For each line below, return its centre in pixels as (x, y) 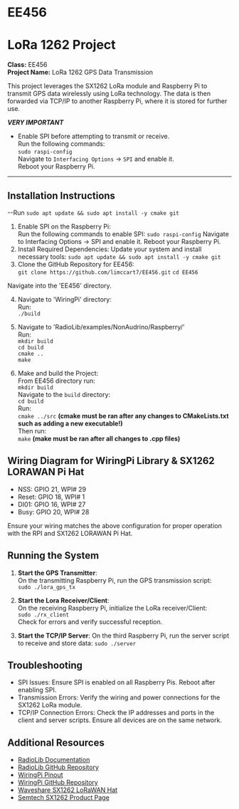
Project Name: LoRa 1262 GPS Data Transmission (80, 73)
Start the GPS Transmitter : (57, 573)
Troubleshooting (45, 665)
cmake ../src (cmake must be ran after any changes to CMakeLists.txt (123, 416)
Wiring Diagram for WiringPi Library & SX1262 (111, 461)
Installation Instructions (62, 195)
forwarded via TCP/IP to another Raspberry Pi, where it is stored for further (117, 101)
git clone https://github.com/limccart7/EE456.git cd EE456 (108, 272)
